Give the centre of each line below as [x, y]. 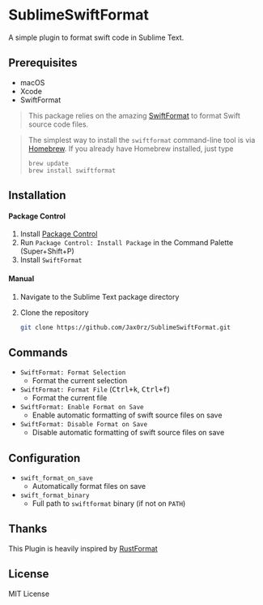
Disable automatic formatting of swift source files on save [128, 433]
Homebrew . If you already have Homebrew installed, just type [131, 149]
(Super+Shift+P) [47, 251]
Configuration [45, 458]
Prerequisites [43, 63]
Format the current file [70, 398]
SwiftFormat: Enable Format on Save [82, 408]
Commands [38, 352]
